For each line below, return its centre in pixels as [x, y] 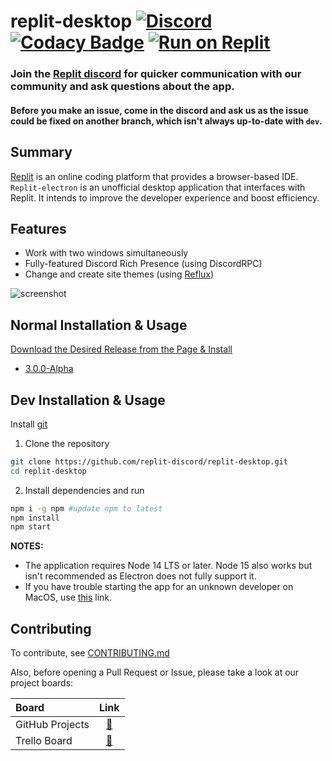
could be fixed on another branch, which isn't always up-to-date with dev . [166, 121]
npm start [31, 527]
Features [38, 228]
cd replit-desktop [48, 471]
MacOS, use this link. [68, 597]
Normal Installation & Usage [99, 325]
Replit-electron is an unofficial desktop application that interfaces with [158, 187]
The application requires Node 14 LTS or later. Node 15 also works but [168, 566]
